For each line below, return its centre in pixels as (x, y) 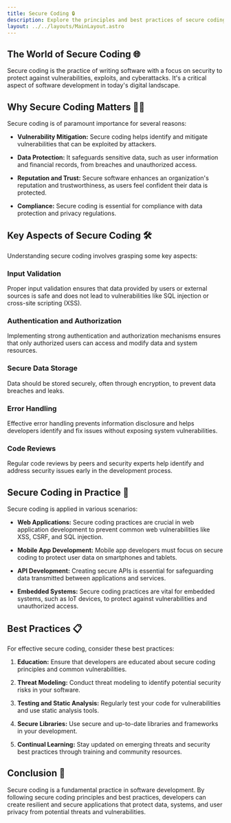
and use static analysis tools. (58, 710)
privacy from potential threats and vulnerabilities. (77, 811)
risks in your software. (48, 690)
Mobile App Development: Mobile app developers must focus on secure (120, 550)
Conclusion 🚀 (36, 773)
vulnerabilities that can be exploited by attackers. (87, 144)
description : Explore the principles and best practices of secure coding (117, 20)
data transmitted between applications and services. (91, 578)
